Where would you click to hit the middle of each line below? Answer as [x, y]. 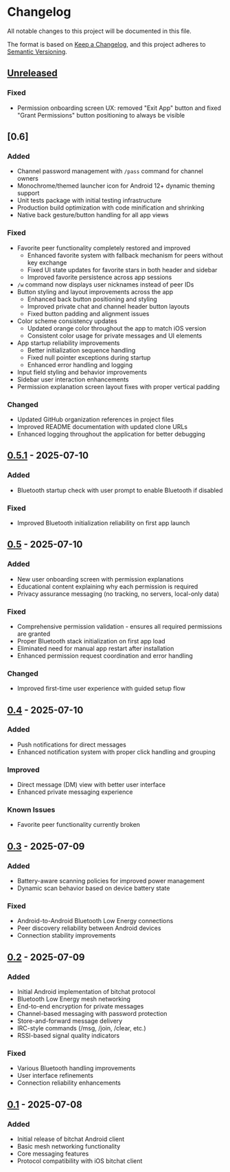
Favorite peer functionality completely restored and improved [104, 247]
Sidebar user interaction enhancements [73, 379]
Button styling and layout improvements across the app [95, 291]
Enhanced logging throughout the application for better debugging [111, 434]
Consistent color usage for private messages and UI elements [115, 335]
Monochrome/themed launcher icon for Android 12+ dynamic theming [116, 186]
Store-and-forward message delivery [70, 1021]
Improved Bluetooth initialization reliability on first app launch [103, 522]
